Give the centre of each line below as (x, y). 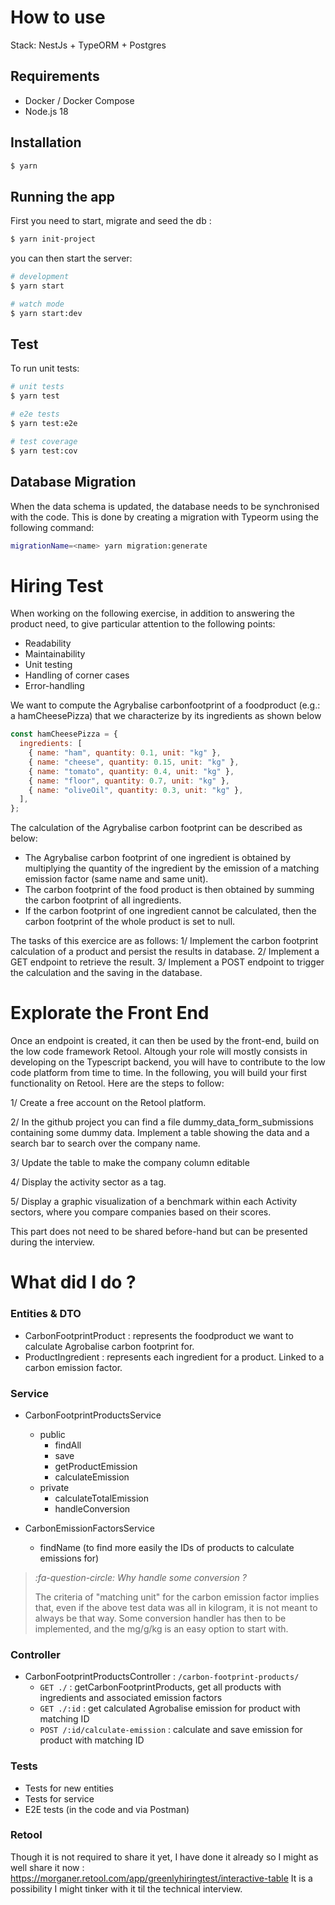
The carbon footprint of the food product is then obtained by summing (169, 890)
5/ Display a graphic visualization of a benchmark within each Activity (154, 1202)
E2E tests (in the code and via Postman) (107, 1809)
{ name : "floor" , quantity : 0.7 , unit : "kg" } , (129, 781)
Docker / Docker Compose (79, 100)
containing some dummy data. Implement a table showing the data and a (160, 1133)
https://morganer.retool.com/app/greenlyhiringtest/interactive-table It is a (161, 1878)
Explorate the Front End (110, 1013)
